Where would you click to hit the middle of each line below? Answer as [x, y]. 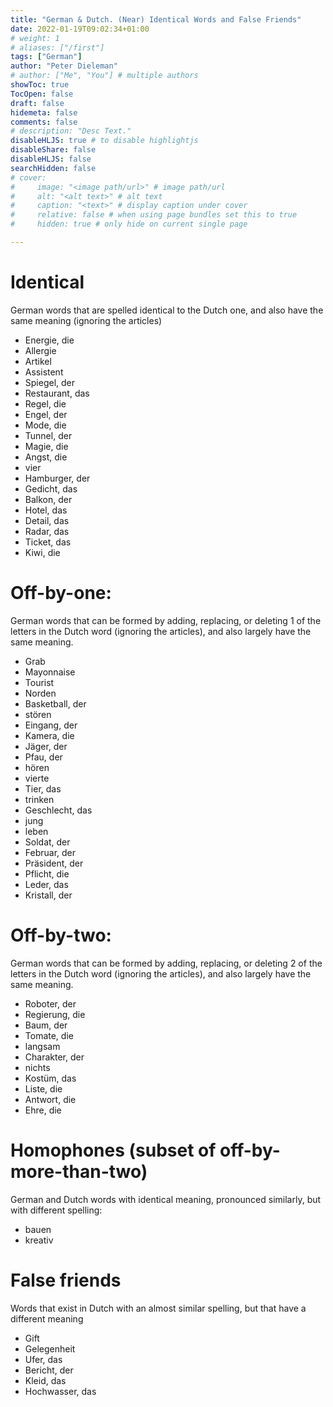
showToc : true [40, 85]
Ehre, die [43, 1110]
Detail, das [47, 520]
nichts [37, 1067]
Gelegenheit [50, 1348]
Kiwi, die [42, 552]
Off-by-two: [61, 935]
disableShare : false [53, 150]
